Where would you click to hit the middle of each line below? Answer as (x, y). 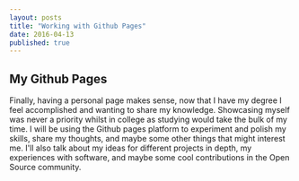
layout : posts (36, 17)
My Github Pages (58, 78)
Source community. (45, 168)
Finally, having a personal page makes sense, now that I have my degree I (146, 100)
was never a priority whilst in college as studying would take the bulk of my (148, 120)
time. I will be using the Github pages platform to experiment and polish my (148, 129)
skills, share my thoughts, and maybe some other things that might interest (147, 139)
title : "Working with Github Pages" (78, 26)
